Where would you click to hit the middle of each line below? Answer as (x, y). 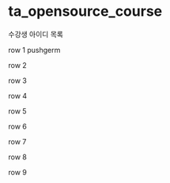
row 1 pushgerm (34, 50)
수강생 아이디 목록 (36, 34)
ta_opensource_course (85, 11)
